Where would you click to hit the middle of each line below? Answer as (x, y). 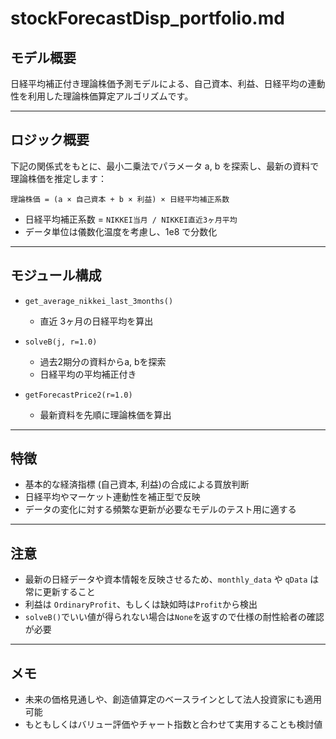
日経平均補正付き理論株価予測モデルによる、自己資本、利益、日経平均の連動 (168, 83)
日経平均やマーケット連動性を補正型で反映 (112, 497)
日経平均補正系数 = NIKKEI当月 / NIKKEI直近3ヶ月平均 (131, 219)
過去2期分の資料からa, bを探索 (103, 361)
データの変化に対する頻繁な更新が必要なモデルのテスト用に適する (160, 509)
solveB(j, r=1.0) (61, 342)
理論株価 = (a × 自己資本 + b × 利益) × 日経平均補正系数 (120, 199)
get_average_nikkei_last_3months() (99, 301)
